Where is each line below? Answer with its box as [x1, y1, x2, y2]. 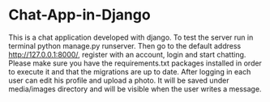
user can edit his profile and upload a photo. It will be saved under [8, 75, 229, 85]
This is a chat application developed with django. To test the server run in [8, 32, 254, 42]
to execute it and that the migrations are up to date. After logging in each [8, 66, 251, 76]
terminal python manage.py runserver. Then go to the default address [8, 40, 242, 50]
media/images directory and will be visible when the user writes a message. [8, 83, 262, 94]
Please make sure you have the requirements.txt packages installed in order [8, 58, 262, 68]
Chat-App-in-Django [8, 6, 152, 24]
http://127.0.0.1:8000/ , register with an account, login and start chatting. [8, 49, 246, 59]
